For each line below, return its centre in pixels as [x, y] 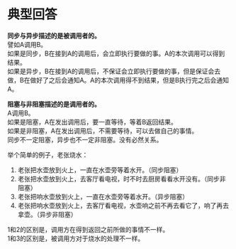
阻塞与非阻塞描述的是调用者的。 [54, 104]
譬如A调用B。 [27, 44]
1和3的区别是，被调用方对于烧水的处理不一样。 [76, 238]
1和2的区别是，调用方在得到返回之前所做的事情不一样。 [88, 229]
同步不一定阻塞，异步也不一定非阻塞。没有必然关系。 [85, 139]
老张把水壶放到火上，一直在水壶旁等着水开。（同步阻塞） [100, 170]
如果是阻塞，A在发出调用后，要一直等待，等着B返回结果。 [92, 122]
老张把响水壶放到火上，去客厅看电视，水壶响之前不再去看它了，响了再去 [123, 205]
